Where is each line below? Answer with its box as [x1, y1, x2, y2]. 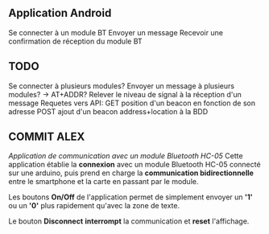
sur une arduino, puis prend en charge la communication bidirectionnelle [8, 168, 254, 178]
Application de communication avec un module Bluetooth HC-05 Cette [8, 151, 243, 161]
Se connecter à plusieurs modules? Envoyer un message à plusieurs [8, 80, 235, 91]
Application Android [8, 6, 112, 20]
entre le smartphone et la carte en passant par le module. [8, 177, 199, 187]
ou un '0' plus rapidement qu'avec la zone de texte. [8, 201, 180, 211]
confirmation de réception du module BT [8, 36, 143, 46]
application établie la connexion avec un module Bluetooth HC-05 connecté [8, 160, 261, 170]
